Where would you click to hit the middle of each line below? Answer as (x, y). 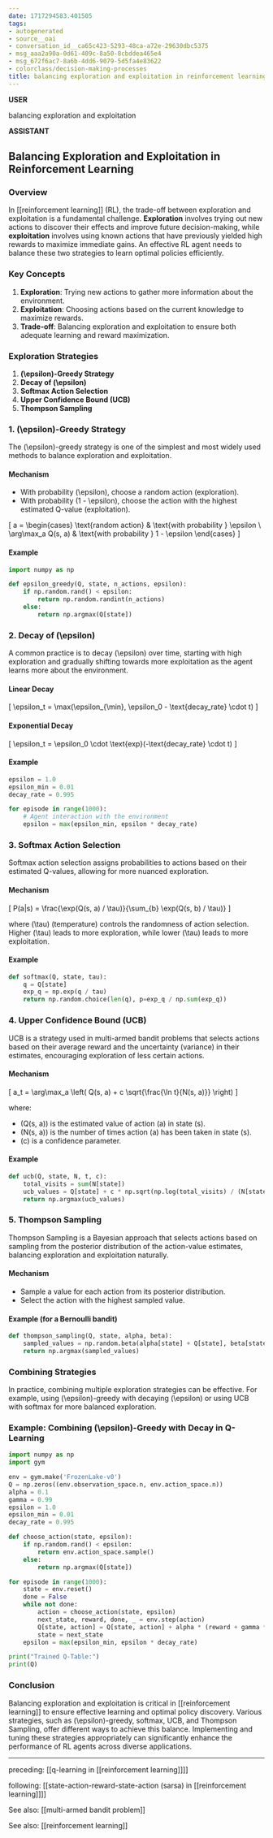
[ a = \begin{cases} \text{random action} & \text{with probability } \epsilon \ (135, 525)
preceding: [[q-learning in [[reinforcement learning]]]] (98, 1769)
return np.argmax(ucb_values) (74, 1199)
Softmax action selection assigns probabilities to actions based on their (128, 863)
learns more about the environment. (68, 670)
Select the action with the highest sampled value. (102, 1300)
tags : (17, 24)
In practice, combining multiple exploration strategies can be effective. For (133, 1390)
